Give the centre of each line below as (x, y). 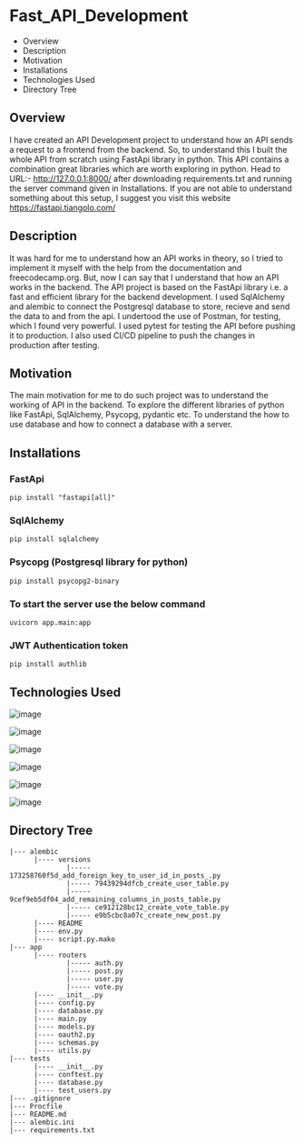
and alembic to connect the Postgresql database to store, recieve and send (150, 306)
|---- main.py (60, 1019)
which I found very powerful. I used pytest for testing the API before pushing (152, 326)
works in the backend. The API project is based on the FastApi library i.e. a (149, 286)
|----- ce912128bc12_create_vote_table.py (148, 907)
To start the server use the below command (108, 604)
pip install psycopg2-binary (64, 581)
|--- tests (30, 1059)
